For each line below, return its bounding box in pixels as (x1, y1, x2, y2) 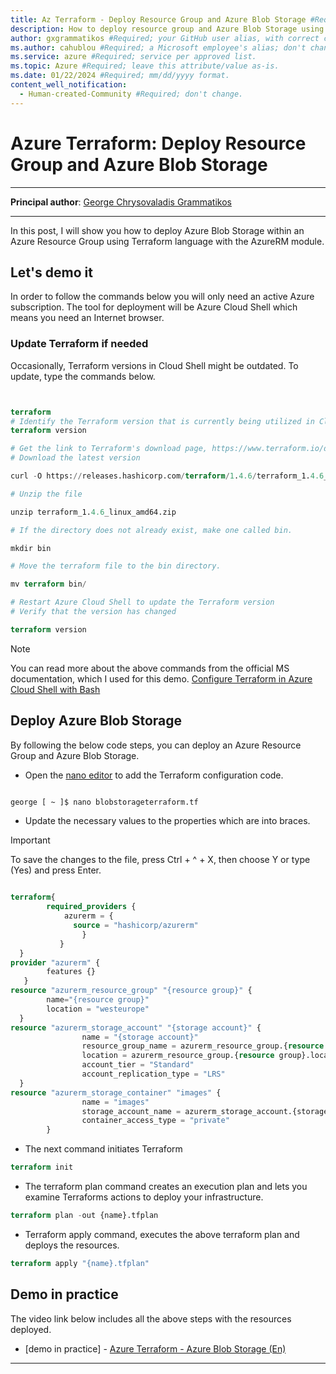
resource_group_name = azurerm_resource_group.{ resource (81, 1041, 325, 1051)
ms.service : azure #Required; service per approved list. (10, 52, 257, 62)
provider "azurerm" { (10, 957, 101, 968)
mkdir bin (10, 543, 52, 553)
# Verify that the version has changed (10, 607, 177, 617)
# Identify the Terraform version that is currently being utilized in (10, 416, 315, 426)
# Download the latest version (10, 453, 141, 463)
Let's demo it (10, 264, 93, 281)
